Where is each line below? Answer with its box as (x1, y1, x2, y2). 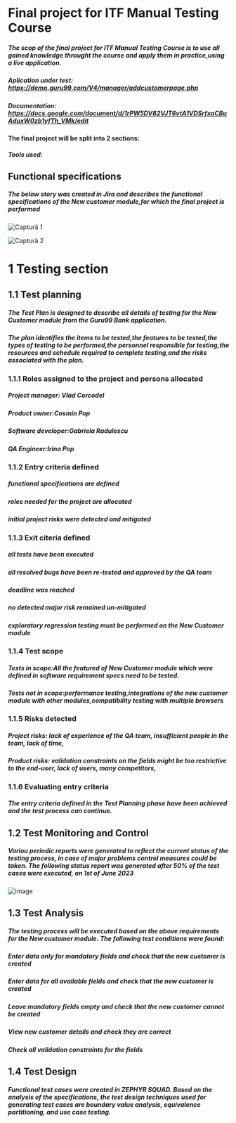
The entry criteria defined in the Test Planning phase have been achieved (8, 799, 228, 807)
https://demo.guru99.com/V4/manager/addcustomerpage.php (8, 84, 199, 92)
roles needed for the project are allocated (8, 497, 132, 505)
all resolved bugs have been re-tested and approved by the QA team (8, 568, 212, 576)
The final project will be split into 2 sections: (8, 134, 140, 142)
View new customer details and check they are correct (8, 1027, 171, 1036)
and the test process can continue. (8, 807, 112, 815)
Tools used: (8, 150, 43, 159)
